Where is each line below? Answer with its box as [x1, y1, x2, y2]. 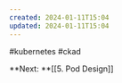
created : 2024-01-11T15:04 [9, 12, 110, 22]
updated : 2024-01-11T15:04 [9, 21, 110, 30]
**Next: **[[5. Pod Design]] [9, 63, 114, 74]
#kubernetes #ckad [9, 46, 82, 56]
